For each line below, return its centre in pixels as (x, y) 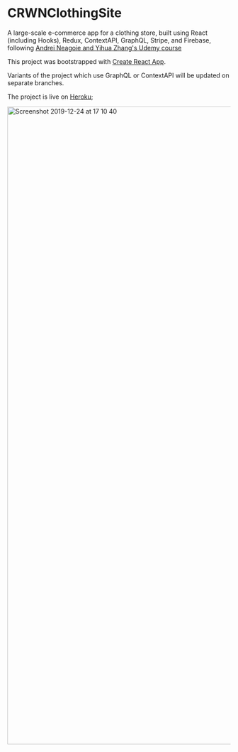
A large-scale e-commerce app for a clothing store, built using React (107, 33)
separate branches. (36, 82)
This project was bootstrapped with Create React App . (87, 61)
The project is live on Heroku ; (50, 97)
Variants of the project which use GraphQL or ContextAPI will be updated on (119, 75)
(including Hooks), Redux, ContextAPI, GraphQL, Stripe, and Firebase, (109, 40)
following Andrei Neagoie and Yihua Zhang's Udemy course (95, 48)
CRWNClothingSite (65, 13)
